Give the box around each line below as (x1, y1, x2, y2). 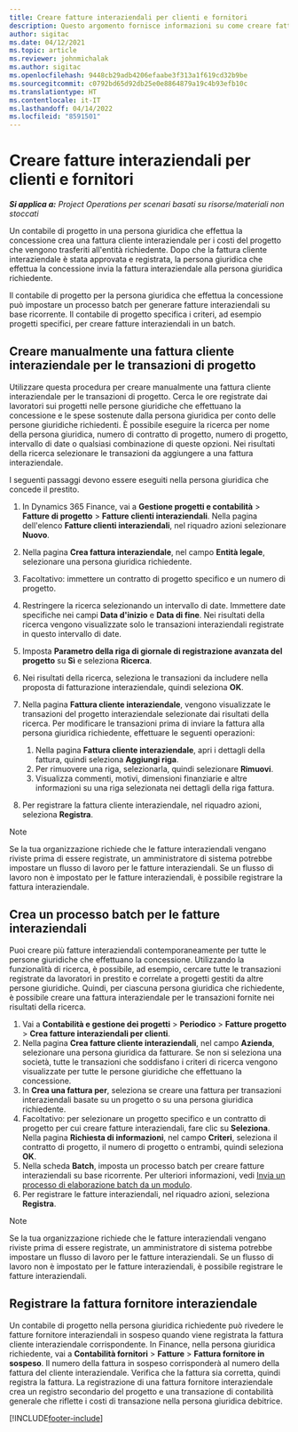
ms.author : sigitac (9, 63, 82, 72)
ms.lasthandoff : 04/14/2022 (9, 104, 114, 113)
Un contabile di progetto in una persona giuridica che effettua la (9, 226, 243, 237)
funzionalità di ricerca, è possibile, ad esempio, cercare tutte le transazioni (9, 963, 282, 974)
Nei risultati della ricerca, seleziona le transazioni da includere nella (21, 672, 269, 683)
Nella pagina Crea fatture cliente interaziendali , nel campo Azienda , (21, 1037, 275, 1048)
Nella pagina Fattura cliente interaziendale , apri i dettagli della (35, 744, 266, 755)
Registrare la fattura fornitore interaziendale (9, 1296, 258, 1312)
